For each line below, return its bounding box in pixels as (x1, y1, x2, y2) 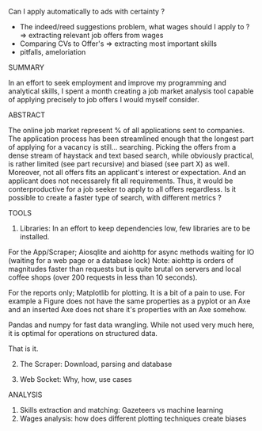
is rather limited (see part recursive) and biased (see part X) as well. (8, 159, 230, 169)
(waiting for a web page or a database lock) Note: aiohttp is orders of (8, 256, 234, 265)
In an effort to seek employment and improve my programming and (8, 78, 227, 87)
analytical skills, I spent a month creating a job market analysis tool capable (8, 86, 254, 96)
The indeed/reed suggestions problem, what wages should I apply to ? (19, 22, 250, 31)
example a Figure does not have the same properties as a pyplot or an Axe (8, 296, 251, 306)
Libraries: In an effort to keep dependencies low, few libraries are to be (19, 223, 251, 233)
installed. (19, 232, 50, 241)
